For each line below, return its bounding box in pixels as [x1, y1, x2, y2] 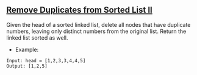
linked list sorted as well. [6, 34, 68, 41]
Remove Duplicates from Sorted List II [6, 5, 152, 15]
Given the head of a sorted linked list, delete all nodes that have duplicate [6, 21, 191, 28]
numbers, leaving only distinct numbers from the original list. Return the [6, 27, 187, 35]
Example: [15, 46, 39, 53]
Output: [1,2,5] [6, 63, 48, 69]
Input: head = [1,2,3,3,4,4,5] [6, 57, 86, 63]
